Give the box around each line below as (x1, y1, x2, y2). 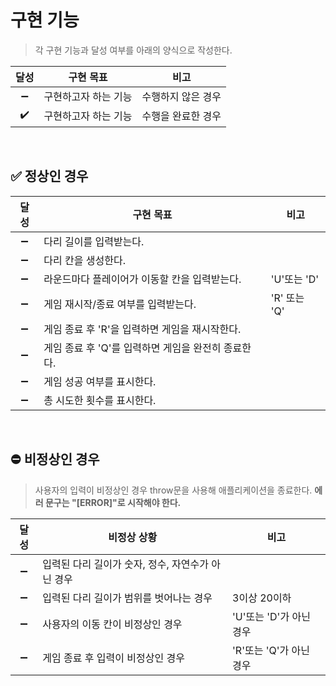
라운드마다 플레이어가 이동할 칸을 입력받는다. (43, 272, 242, 286)
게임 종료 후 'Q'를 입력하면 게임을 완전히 (43, 341, 222, 355)
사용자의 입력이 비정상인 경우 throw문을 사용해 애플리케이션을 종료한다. (34, 484, 313, 496)
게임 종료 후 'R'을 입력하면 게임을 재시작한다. (43, 322, 242, 336)
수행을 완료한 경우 (141, 109, 222, 123)
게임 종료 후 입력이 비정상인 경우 (42, 651, 185, 665)
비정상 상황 (108, 530, 158, 544)
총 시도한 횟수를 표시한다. (43, 393, 157, 407)
